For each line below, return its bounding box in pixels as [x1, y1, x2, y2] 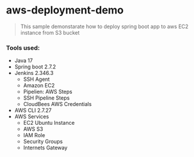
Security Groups [23, 138, 63, 145]
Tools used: [6, 43, 40, 52]
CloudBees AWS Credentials [23, 101, 92, 108]
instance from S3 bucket [20, 29, 80, 36]
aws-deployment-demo [6, 4, 124, 17]
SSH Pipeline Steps [23, 94, 70, 101]
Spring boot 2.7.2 [14, 63, 56, 70]
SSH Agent [23, 76, 50, 83]
